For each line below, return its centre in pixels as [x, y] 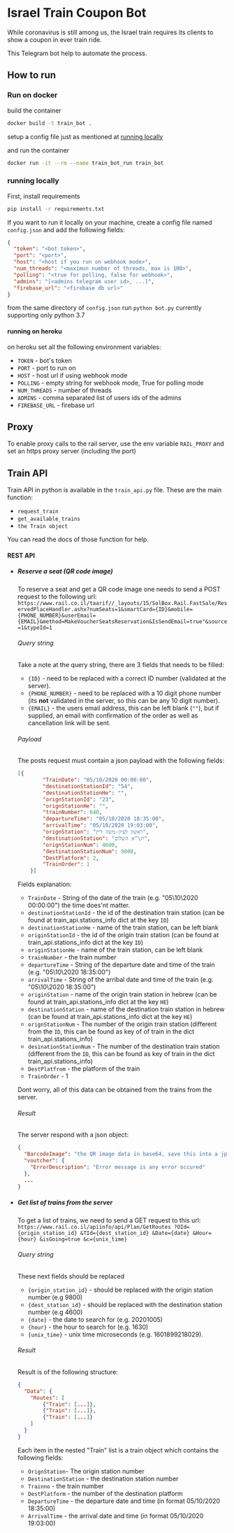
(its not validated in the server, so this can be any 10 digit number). [124, 701]
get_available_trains [49, 519]
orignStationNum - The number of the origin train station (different [122, 1024]
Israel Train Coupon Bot [77, 13]
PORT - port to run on [46, 368]
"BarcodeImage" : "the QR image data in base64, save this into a [121, 1154]
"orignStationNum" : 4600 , [80, 845]
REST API [21, 555]
